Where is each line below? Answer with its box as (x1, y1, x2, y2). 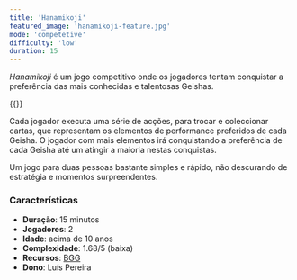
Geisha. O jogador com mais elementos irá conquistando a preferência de (9, 135, 283, 146)
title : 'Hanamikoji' (9, 13, 87, 23)
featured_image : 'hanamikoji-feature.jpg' (9, 22, 171, 31)
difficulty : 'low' (9, 38, 78, 48)
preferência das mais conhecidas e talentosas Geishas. (9, 81, 214, 92)
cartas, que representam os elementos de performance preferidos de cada (9, 125, 288, 136)
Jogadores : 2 (22, 224, 74, 235)
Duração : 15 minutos (22, 214, 100, 225)
